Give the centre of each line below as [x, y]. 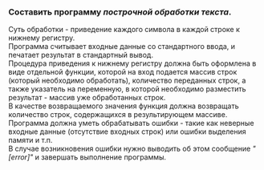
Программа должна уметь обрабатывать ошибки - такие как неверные [131, 123]
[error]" [21, 157]
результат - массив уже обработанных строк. [87, 98]
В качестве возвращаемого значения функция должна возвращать [124, 106]
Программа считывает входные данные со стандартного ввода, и [122, 47]
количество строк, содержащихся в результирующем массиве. [118, 115]
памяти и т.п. [30, 140]
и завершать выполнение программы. [101, 157]
